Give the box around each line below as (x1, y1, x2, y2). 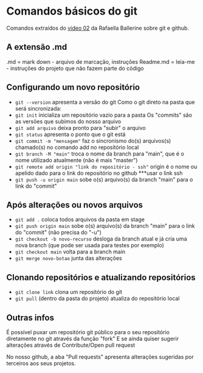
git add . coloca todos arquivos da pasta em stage (15, 216, 145, 223)
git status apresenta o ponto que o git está (15, 131, 126, 138)
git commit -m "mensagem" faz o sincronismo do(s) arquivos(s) (15, 137, 171, 144)
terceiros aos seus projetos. (6, 360, 76, 367)
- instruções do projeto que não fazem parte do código (6, 64, 144, 72)
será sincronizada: (15, 104, 62, 112)
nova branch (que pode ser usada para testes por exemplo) (15, 242, 164, 249)
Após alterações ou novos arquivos (6, 199, 143, 210)
